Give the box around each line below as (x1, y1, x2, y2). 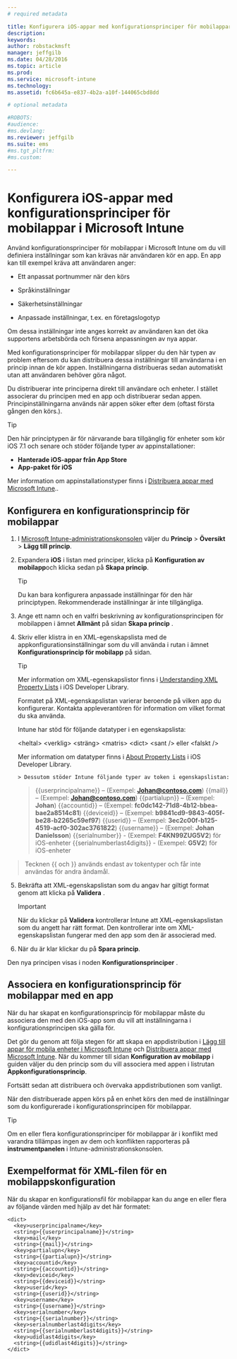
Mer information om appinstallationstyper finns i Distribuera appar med (7, 477, 214, 485)
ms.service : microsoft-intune (7, 76, 97, 83)
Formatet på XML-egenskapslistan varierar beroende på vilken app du (17, 696, 221, 705)
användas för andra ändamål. (24, 867, 110, 876)
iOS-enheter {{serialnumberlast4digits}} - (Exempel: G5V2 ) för (35, 838, 217, 847)
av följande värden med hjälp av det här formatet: (7, 1202, 151, 1211)
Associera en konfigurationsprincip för (7, 979, 182, 991)
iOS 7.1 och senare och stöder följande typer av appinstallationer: (7, 442, 196, 451)
